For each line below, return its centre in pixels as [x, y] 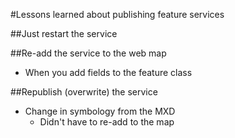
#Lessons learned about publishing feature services [117, 14]
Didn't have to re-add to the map [107, 122]
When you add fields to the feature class [108, 72]
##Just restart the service [64, 33]
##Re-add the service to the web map [88, 53]
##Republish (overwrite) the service [84, 92]
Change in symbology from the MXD [100, 111]
